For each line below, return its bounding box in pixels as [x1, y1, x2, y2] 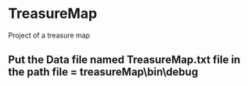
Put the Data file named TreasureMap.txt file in [8, 53, 241, 66]
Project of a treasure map [8, 30, 91, 40]
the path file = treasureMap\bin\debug [8, 66, 199, 79]
